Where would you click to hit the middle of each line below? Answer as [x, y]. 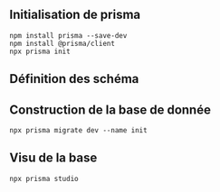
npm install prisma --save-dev [68, 35]
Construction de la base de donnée [110, 110]
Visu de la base [53, 158]
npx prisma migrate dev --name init [78, 131]
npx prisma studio [44, 178]
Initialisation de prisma [75, 15]
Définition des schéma [74, 79]
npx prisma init [40, 51]
